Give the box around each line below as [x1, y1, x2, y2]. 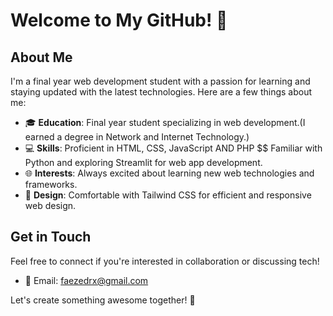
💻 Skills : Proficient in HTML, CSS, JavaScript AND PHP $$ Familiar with [24, 142, 323, 154]
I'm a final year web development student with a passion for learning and [10, 75, 311, 87]
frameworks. [24, 179, 78, 190]
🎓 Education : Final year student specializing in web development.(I [24, 117, 306, 128]
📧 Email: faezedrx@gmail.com [24, 274, 149, 286]
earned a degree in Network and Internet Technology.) [24, 131, 250, 143]
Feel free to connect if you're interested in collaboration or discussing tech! [10, 255, 320, 267]
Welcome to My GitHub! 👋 [10, 9, 228, 32]
